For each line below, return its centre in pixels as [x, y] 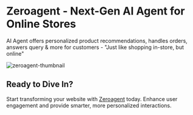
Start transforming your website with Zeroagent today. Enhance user [92, 99]
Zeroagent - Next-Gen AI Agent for [96, 11]
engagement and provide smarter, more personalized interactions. [89, 105]
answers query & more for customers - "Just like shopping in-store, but [95, 47]
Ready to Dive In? [40, 84]
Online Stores [41, 24]
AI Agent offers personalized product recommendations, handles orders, [97, 41]
